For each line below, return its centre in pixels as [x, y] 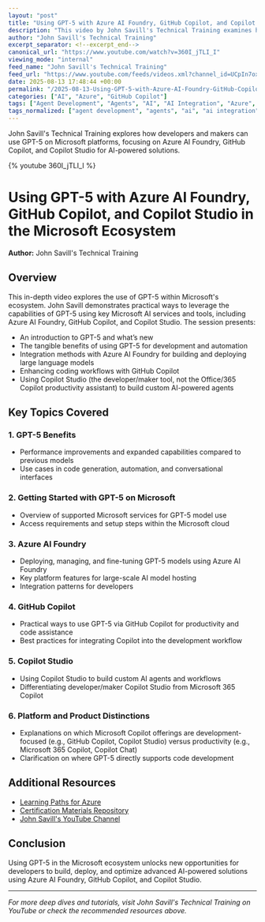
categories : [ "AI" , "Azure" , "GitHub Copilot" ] [88, 96]
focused [33, 741]
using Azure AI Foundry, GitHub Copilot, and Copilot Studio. [105, 879]
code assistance [46, 632]
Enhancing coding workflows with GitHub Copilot [99, 371]
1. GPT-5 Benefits [42, 435]
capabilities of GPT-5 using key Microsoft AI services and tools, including [127, 314]
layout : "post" [33, 15]
